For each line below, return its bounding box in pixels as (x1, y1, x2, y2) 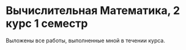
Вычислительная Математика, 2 (6, 4, 180, 18)
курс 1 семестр (6, 16, 88, 30)
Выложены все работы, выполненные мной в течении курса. (6, 37, 166, 44)
